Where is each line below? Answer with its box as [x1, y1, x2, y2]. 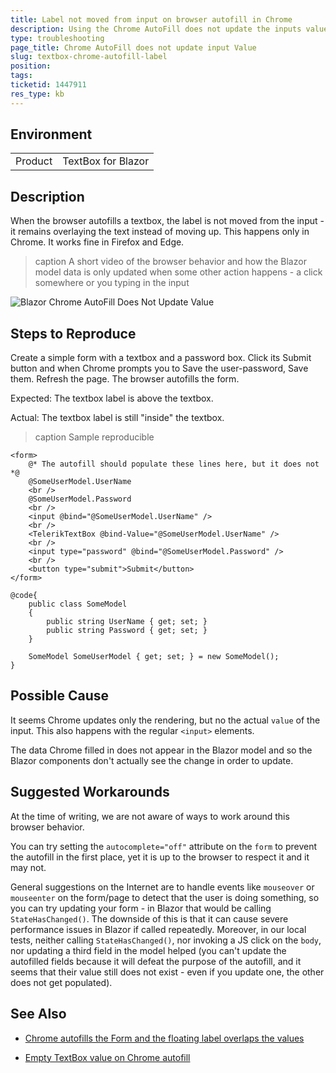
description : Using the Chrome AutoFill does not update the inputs [10, 24, 302, 34]
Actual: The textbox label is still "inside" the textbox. [10, 412, 225, 424]
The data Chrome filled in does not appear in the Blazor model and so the [10, 744, 313, 756]
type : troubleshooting [10, 33, 105, 43]
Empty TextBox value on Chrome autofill [24, 1051, 191, 1063]
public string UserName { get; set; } [46, 617, 208, 627]
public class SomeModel [28, 599, 128, 610]
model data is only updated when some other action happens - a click [34, 266, 323, 278]
